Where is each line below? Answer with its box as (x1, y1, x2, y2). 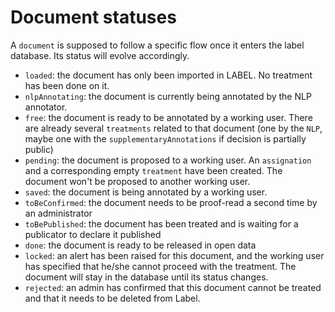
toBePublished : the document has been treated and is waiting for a (24, 217, 299, 230)
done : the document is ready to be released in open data (24, 239, 257, 251)
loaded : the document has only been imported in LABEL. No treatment (24, 69, 313, 81)
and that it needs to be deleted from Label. (24, 292, 201, 304)
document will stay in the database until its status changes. (24, 271, 269, 283)
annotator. (24, 101, 68, 113)
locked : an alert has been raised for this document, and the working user (24, 249, 325, 261)
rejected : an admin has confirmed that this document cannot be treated (24, 281, 322, 293)
